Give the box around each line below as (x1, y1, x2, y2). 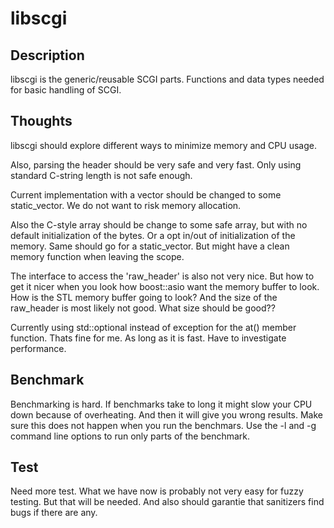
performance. (10, 342, 67, 354)
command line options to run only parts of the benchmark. (10, 430, 251, 442)
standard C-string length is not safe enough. (10, 169, 193, 181)
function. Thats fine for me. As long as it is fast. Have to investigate (10, 332, 287, 344)
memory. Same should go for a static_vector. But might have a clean (10, 240, 290, 252)
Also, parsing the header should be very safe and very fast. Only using (10, 158, 302, 171)
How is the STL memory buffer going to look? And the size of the (10, 291, 278, 303)
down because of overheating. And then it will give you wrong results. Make (10, 408, 324, 421)
